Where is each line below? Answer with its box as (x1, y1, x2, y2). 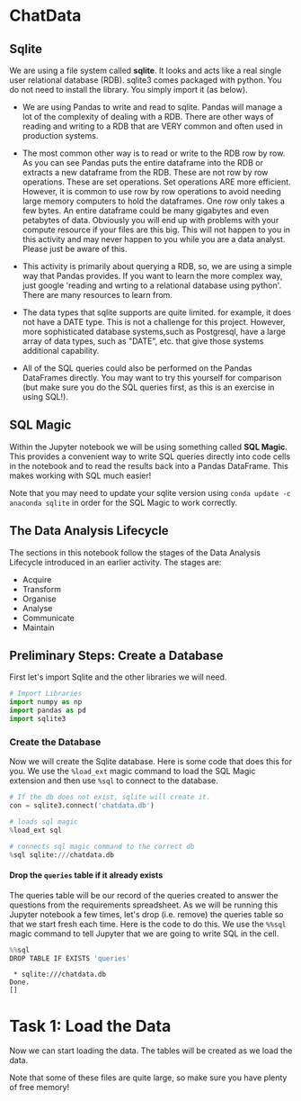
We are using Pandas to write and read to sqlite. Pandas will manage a (22, 102, 283, 113)
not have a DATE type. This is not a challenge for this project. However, (22, 317, 286, 327)
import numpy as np (9, 698, 83, 707)
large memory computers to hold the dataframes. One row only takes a (22, 195, 286, 206)
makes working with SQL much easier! (9, 470, 152, 481)
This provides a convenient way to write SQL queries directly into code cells (9, 451, 290, 462)
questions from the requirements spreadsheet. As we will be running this (9, 899, 279, 910)
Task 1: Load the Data (9, 1015, 172, 1036)
